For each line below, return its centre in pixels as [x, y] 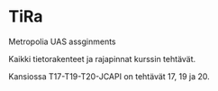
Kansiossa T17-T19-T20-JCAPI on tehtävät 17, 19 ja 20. [109, 76]
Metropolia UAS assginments [62, 41]
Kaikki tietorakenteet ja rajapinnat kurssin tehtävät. [102, 59]
